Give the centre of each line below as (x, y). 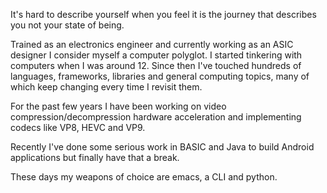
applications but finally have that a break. (95, 157)
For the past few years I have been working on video (118, 106)
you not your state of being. (67, 25)
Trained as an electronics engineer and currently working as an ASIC (152, 44)
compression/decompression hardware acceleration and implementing (156, 117)
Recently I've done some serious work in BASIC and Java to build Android (162, 147)
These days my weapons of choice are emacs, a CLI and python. (144, 177)
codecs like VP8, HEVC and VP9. (78, 127)
